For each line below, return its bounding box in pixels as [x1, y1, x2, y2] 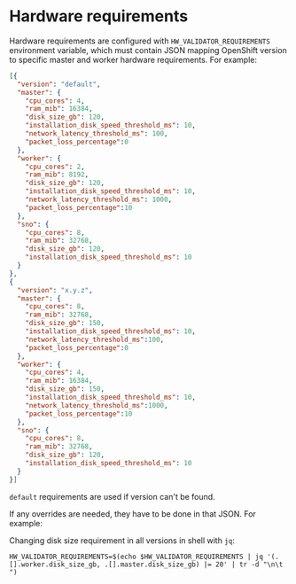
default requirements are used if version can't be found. [9, 491, 215, 502]
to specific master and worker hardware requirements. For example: [9, 54, 258, 65]
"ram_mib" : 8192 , [25, 170, 90, 179]
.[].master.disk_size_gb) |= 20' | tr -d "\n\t [104, 560, 284, 569]
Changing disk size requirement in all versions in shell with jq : [9, 534, 235, 546]
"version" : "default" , [17, 80, 101, 89]
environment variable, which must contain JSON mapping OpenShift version [9, 44, 288, 55]
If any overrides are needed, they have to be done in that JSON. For [9, 508, 257, 519]
